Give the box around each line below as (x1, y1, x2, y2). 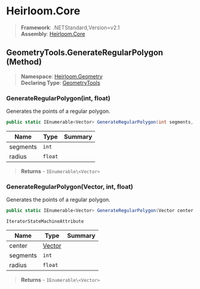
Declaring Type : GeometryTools (20, 79, 100, 86)
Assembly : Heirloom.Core (20, 30, 85, 37)
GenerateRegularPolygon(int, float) (6, 94, 110, 102)
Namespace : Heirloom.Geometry (20, 73, 103, 80)
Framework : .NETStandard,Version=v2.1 (20, 24, 120, 31)
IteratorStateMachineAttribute (6, 219, 84, 225)
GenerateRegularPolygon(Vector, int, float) (6, 182, 133, 190)
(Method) (6, 57, 42, 67)
